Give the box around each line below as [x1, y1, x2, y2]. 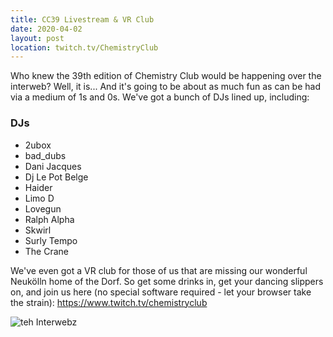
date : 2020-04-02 [10, 24, 83, 34]
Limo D [24, 192, 55, 204]
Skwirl [24, 224, 52, 236]
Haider [24, 181, 53, 193]
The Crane [24, 245, 70, 257]
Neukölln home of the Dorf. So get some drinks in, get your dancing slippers [10, 275, 324, 287]
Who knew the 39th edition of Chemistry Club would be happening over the [10, 70, 322, 82]
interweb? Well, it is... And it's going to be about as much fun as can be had [10, 81, 321, 93]
